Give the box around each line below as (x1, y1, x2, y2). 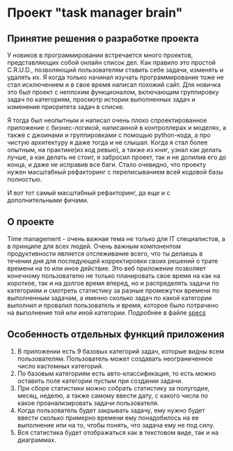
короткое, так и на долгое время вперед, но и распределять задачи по (7, 279, 219, 287)
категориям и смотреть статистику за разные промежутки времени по (7, 286, 220, 295)
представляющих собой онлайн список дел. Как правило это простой (7, 58, 216, 67)
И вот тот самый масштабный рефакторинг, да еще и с (7, 189, 170, 197)
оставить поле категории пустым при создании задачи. (17, 377, 183, 385)
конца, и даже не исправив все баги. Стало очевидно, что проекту (7, 161, 207, 168)
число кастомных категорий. (17, 361, 104, 370)
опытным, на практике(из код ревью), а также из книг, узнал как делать (7, 146, 223, 154)
